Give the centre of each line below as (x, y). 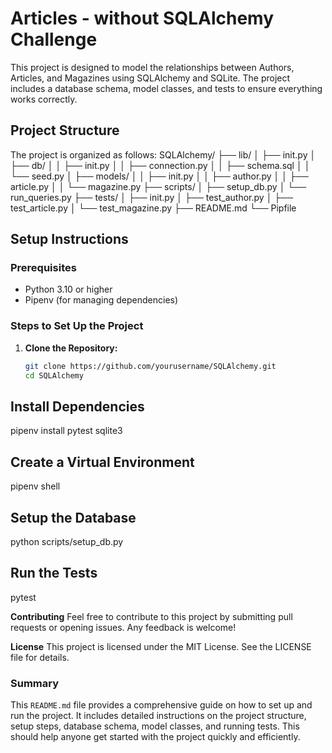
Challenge (54, 39)
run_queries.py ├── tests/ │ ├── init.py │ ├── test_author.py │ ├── (152, 197)
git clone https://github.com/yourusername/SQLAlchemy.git (150, 366)
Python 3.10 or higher (68, 289)
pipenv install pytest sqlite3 (66, 431)
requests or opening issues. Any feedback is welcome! (123, 627)
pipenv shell (35, 486)
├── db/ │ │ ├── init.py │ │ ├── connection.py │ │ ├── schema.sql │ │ (160, 165)
